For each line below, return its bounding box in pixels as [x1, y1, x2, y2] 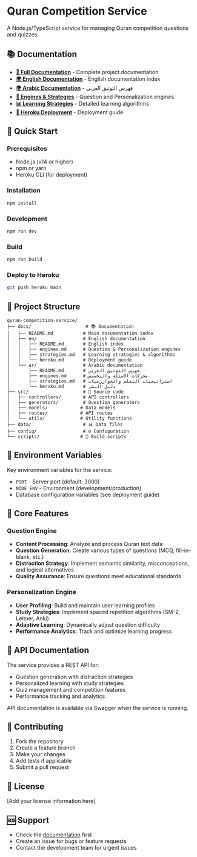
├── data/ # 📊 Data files [7, 421, 123, 428]
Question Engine [7, 527, 57, 535]
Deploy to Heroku [7, 270, 59, 279]
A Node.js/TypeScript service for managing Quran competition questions [7, 24, 189, 32]
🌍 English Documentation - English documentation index [15, 75, 161, 83]
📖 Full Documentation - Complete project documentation [15, 68, 159, 75]
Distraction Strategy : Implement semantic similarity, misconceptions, [15, 560, 190, 567]
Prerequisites [7, 145, 47, 153]
